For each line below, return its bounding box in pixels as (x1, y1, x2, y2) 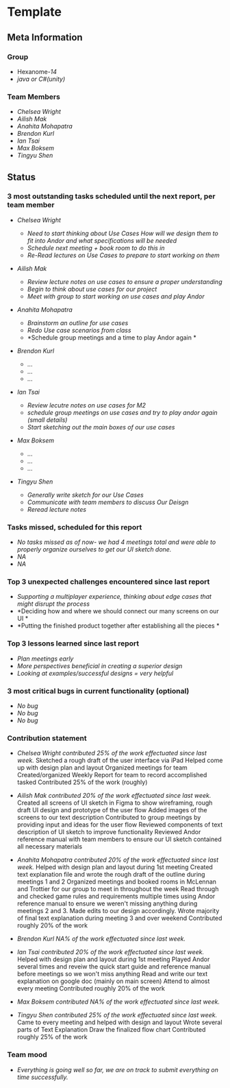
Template (7, 4, 62, 20)
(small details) (27, 416, 68, 424)
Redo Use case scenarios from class (27, 326, 131, 334)
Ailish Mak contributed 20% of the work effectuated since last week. (16, 792, 212, 800)
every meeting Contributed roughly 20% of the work (16, 984, 166, 993)
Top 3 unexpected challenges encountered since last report (7, 577, 210, 587)
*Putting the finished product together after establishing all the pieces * (16, 622, 220, 630)
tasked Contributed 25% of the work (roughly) (16, 778, 148, 786)
